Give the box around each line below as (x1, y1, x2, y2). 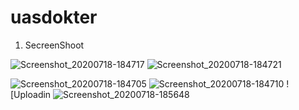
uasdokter (10, 6, 98, 29)
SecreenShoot (24, 39, 85, 51)
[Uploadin (10, 88, 52, 100)
